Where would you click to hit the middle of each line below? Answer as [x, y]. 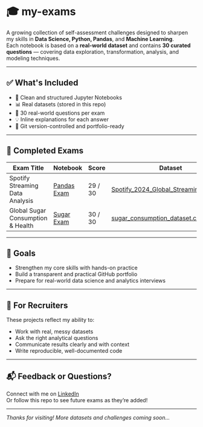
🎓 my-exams [41, 12]
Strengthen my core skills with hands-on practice [76, 268]
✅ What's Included [42, 83]
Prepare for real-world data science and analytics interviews [90, 281]
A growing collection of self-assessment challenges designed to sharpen [97, 32]
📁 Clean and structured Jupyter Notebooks [69, 97]
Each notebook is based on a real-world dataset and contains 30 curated [98, 45]
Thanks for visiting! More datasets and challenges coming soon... [88, 418]
